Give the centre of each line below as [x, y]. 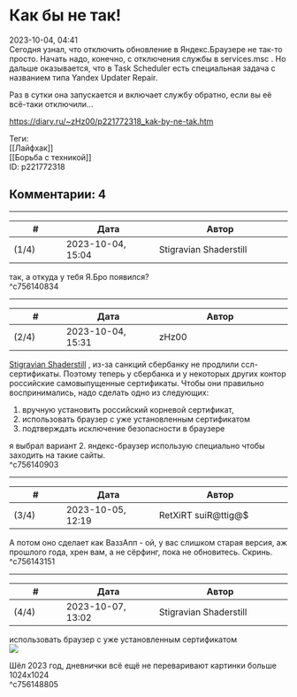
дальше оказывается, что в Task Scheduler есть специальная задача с [142, 68]
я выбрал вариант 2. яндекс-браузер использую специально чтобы [137, 445]
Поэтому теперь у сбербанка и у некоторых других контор [175, 374]
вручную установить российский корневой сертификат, [128, 409]
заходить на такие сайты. [57, 455]
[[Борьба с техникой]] [50, 157]
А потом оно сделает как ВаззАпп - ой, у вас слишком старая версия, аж [148, 542]
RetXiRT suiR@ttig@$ [204, 515]
